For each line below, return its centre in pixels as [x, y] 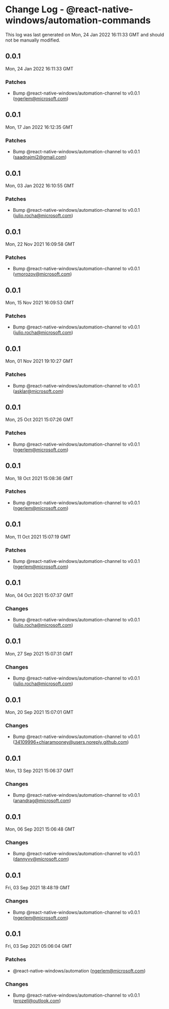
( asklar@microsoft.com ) [38, 391]
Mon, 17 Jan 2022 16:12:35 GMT [39, 127]
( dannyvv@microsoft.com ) [41, 859]
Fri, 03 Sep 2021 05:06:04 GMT [39, 946]
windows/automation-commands [78, 20]
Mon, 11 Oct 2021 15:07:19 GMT [38, 537]
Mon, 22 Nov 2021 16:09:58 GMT [40, 244]
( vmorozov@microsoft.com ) [42, 274]
